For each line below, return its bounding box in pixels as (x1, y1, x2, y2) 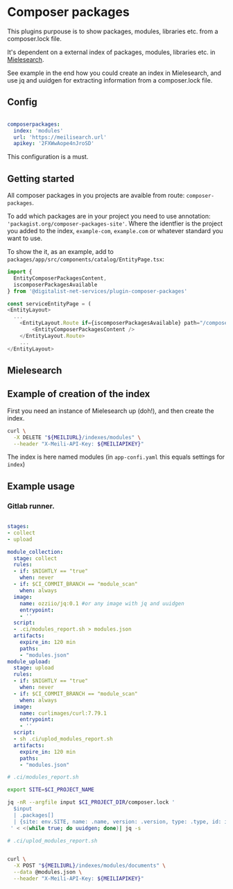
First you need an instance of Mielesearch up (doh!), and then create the (7, 407, 214, 415)
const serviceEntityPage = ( (7, 300, 92, 307)
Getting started (7, 173, 75, 185)
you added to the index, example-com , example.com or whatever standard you (7, 227, 223, 235)
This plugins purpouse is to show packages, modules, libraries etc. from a (7, 27, 218, 35)
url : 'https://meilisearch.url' (13, 133, 107, 141)
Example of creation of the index (7, 388, 150, 400)
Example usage (7, 480, 75, 492)
